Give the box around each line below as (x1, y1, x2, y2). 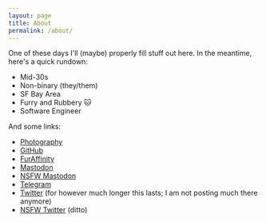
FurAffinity (19, 154, 54, 164)
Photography (19, 137, 63, 147)
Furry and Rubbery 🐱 (19, 97, 92, 108)
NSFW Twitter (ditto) (19, 205, 88, 215)
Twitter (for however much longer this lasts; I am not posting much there (19, 188, 258, 198)
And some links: (8, 121, 62, 132)
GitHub (19, 145, 44, 156)
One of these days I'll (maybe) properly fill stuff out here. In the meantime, (8, 49, 252, 58)
